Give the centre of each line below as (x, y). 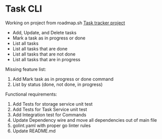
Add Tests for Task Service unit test (50, 109)
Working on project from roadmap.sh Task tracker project (65, 23)
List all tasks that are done (40, 49)
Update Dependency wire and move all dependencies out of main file (85, 120)
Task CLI (24, 9)
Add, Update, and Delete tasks (45, 32)
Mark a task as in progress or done (49, 38)
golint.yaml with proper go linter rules (52, 125)
